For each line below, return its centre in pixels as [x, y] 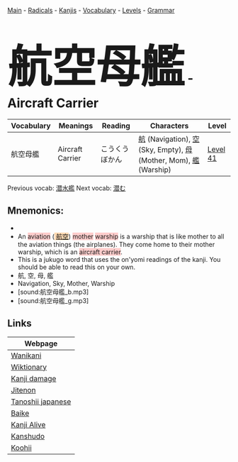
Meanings [76, 126]
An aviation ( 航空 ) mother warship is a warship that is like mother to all [121, 236]
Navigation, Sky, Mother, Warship [66, 283]
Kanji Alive [28, 424]
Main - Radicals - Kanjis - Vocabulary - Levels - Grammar [91, 10]
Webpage [41, 343]
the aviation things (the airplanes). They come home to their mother [116, 244]
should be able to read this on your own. [76, 267]
